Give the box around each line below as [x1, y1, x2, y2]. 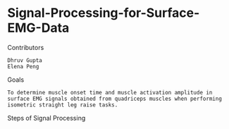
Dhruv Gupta [7, 56, 42, 64]
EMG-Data [7, 20, 70, 36]
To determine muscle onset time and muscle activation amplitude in [7, 89, 213, 96]
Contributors [7, 43, 44, 51]
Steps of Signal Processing [7, 113, 86, 122]
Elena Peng [7, 63, 39, 70]
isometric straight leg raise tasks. [7, 101, 118, 109]
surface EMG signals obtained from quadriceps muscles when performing [7, 95, 222, 102]
